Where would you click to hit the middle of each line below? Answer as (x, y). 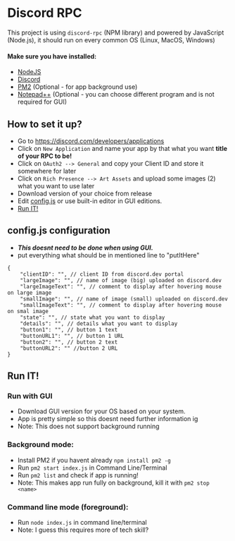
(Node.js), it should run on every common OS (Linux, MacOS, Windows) (112, 39)
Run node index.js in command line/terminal (82, 523)
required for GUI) (42, 102)
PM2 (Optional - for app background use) (77, 87)
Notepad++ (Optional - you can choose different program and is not (116, 95)
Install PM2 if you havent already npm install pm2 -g (94, 460)
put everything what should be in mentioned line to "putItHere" (108, 255)
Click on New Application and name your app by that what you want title (122, 148)
